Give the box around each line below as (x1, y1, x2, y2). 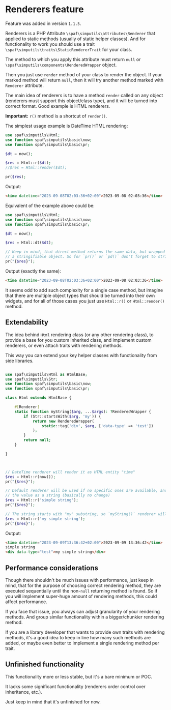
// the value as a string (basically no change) (5, 493, 110, 498)
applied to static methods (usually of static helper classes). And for (5, 36, 146, 42)
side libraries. (5, 358, 34, 364)
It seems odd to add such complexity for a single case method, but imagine (5, 287, 163, 293)
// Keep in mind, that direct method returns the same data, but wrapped (5, 249, 165, 255)
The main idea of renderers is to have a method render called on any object (5, 92, 163, 98)
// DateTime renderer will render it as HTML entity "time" (5, 469, 136, 475)
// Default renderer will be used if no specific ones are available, (5, 488, 158, 493)
